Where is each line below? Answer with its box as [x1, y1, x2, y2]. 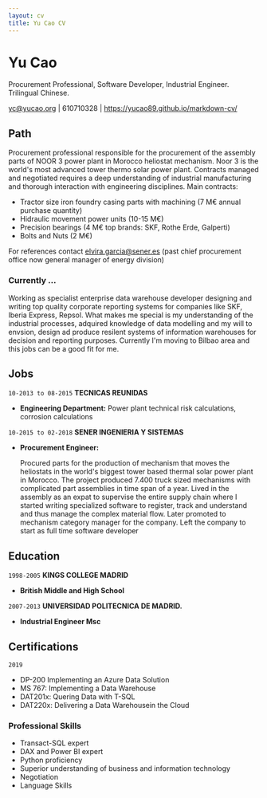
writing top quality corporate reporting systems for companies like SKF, [8, 301, 243, 311]
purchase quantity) [19, 206, 83, 215]
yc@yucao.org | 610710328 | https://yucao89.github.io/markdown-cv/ [8, 104, 238, 113]
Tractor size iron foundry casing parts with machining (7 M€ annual [19, 197, 241, 207]
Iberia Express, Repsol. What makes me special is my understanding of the [8, 310, 253, 320]
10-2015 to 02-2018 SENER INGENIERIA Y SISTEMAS [8, 427, 184, 437]
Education [8, 549, 61, 563]
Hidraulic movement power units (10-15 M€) [19, 214, 164, 224]
